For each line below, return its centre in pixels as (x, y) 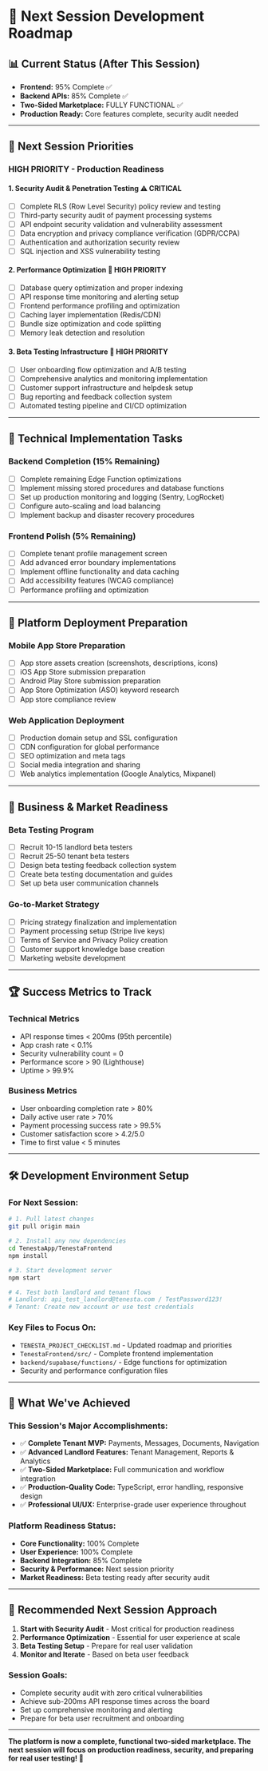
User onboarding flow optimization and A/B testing (103, 369)
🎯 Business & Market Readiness (89, 807)
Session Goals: (38, 1675)
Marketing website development (73, 957)
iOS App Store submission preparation (83, 672)
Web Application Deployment (67, 720)
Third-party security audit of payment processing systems (116, 215)
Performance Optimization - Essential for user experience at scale (130, 1638)
